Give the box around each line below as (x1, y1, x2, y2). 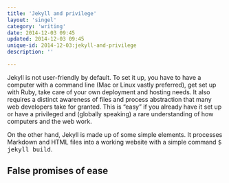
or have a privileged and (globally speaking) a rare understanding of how (7, 109, 214, 118)
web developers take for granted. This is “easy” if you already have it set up (7, 103, 222, 111)
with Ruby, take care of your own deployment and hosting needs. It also (7, 87, 210, 96)
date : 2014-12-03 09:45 (7, 29, 76, 36)
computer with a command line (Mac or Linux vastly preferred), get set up (7, 80, 217, 89)
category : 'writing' (7, 23, 67, 30)
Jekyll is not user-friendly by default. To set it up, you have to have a (7, 73, 201, 81)
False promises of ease (7, 165, 109, 177)
